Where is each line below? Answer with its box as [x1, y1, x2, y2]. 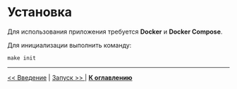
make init [7, 54, 37, 62]
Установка [7, 4, 73, 20]
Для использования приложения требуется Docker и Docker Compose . [7, 27, 223, 36]
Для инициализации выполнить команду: [7, 41, 132, 49]
